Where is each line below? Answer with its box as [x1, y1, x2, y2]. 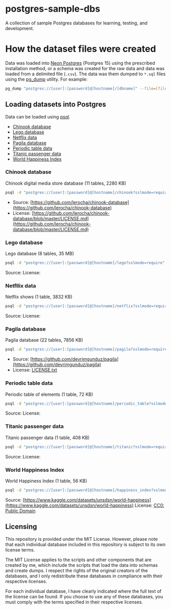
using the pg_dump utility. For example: [5, 76, 88, 82]
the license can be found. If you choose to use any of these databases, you [5, 593, 163, 599]
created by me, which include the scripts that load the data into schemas [5, 562, 158, 568]
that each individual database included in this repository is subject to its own [5, 541, 166, 547]
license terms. [5, 546, 35, 553]
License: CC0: [134, 502, 164, 508]
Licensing [5, 522, 37, 531]
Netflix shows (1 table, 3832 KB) [5, 294, 73, 300]
